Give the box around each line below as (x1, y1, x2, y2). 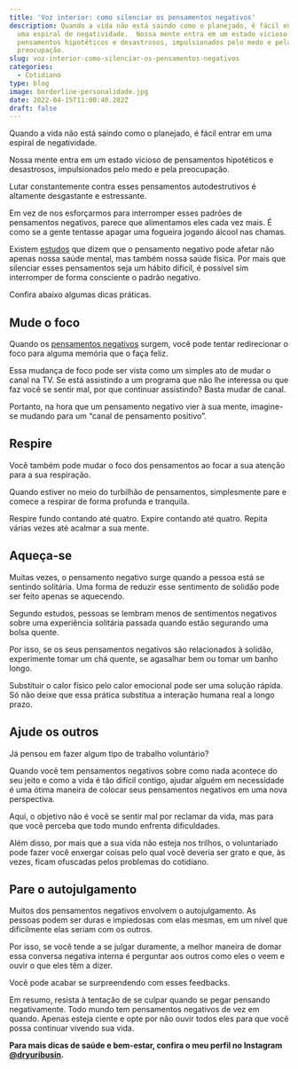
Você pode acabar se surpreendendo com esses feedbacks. (9, 978, 231, 988)
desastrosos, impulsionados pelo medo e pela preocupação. (9, 164, 231, 175)
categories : (9, 63, 53, 72)
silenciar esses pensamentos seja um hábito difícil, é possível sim (9, 263, 249, 273)
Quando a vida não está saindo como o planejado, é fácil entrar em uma (9, 128, 272, 138)
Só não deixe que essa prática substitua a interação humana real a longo (9, 689, 275, 700)
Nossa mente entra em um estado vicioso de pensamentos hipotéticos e (9, 154, 274, 165)
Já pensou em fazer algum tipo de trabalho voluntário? (9, 748, 209, 759)
